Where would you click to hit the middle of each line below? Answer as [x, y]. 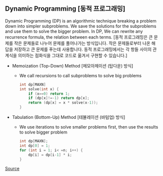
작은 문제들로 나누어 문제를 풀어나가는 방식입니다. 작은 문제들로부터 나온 [82, 43]
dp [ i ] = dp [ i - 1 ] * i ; [50, 155]
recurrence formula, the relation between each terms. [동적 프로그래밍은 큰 [79, 37]
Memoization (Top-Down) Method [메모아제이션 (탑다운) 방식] [72, 66]
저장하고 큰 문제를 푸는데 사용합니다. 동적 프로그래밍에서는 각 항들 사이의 [83, 49]
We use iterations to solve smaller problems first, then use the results [89, 127]
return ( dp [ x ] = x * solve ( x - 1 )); [63, 103]
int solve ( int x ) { [39, 89]
